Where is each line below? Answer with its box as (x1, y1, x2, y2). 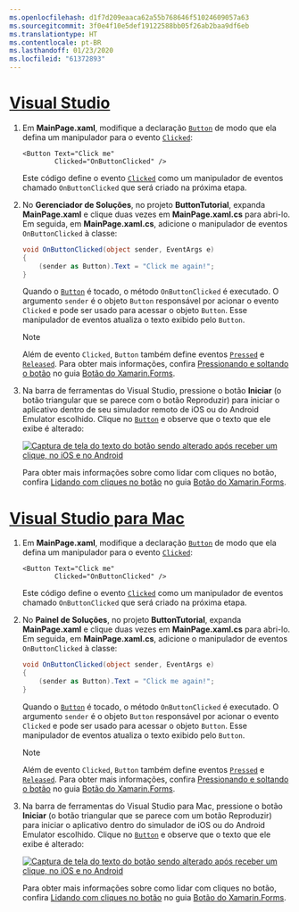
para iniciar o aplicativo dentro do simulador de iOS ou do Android (21, 819, 266, 830)
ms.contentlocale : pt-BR (9, 37, 102, 47)
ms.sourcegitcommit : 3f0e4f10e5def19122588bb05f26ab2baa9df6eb (9, 21, 250, 30)
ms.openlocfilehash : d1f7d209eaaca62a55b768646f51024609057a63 (9, 12, 250, 22)
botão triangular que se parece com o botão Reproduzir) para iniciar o (21, 394, 280, 406)
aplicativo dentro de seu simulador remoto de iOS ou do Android (21, 404, 259, 415)
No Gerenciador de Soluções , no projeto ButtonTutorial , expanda (21, 199, 266, 210)
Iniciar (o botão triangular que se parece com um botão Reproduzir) (21, 809, 272, 821)
